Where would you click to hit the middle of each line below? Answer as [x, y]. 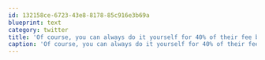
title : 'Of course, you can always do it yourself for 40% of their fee [130, 37]
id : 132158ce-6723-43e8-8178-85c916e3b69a [79, 15]
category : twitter [38, 30]
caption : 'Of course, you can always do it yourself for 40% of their [127, 44]
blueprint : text [35, 23]
